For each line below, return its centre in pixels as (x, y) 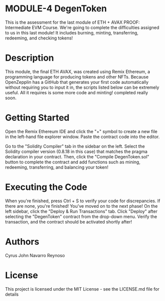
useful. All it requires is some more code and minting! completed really (77, 92)
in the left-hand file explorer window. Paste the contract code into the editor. (82, 137)
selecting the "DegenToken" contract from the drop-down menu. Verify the (81, 216)
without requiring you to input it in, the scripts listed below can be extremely (82, 87)
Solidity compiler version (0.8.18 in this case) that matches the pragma (76, 151)
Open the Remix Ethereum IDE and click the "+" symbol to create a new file (81, 131)
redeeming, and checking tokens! (39, 38)
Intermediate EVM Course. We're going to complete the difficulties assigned (82, 27)
